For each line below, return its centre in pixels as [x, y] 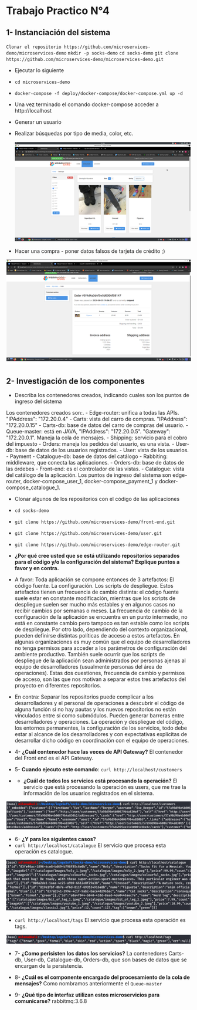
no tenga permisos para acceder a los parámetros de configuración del [101, 648]
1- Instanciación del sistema [58, 33]
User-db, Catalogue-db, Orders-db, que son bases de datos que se [105, 960]
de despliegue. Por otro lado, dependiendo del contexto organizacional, [101, 629]
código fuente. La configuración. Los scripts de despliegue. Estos [94, 586]
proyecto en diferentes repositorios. [58, 686]
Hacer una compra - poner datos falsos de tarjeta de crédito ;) [90, 251]
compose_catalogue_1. [33, 487]
